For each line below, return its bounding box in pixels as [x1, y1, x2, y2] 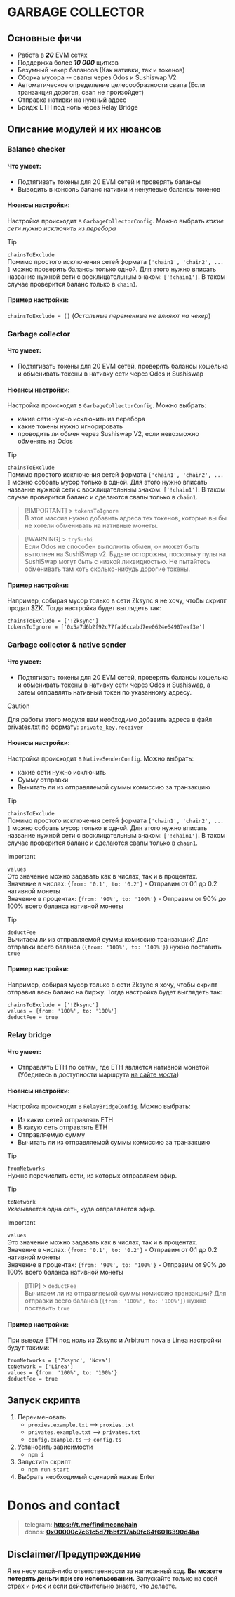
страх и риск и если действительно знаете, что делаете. [7, 1582, 177, 1591]
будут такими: [7, 1343, 50, 1352]
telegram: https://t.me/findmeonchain [24, 1520, 138, 1529]
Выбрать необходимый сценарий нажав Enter [17, 1473, 156, 1481]
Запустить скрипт [17, 1458, 72, 1466]
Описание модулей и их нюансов [7, 124, 161, 136]
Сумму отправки [17, 775, 69, 784]
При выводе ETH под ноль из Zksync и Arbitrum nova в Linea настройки [7, 1336, 222, 1344]
